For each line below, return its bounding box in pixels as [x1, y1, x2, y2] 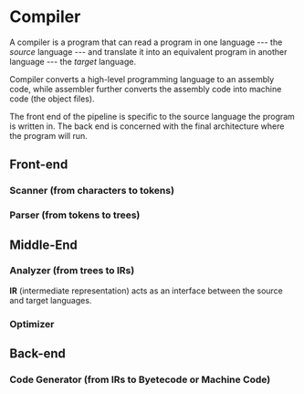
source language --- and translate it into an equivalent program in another [9, 46, 288, 57]
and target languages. [9, 294, 92, 305]
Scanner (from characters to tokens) [9, 185, 175, 197]
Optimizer [9, 317, 55, 330]
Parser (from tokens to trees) [9, 208, 141, 221]
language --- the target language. [9, 56, 137, 67]
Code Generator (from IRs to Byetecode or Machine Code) [9, 373, 271, 386]
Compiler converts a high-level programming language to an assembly [9, 73, 275, 84]
